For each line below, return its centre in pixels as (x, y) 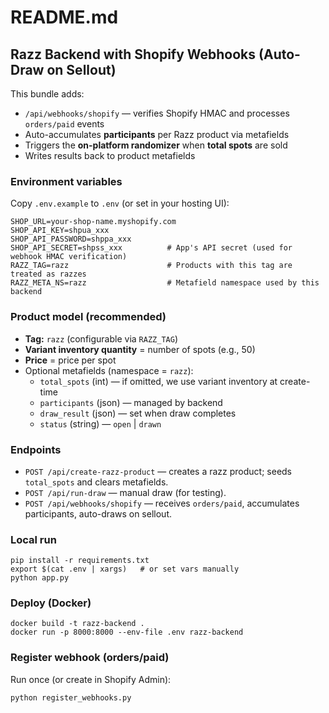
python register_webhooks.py (71, 697)
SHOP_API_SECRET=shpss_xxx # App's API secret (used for (151, 248)
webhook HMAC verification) (69, 257)
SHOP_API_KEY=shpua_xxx (60, 231)
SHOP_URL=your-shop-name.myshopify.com (93, 222)
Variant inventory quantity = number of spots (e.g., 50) (140, 349)
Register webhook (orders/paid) (90, 658)
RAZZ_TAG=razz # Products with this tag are (151, 266)
